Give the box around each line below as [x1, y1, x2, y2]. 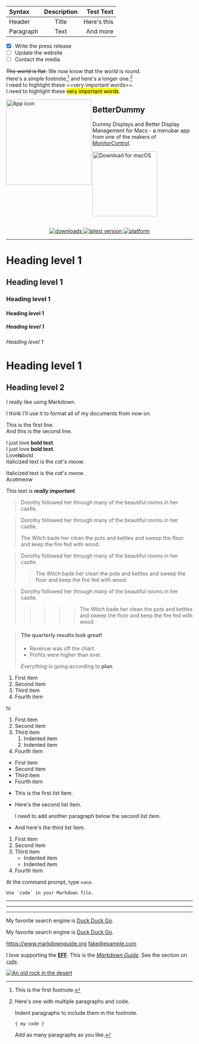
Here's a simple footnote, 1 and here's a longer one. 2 [6, 74, 133, 82]
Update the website [14, 49, 63, 56]
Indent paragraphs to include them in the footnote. [14, 1009, 138, 1016]
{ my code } [14, 1020, 44, 1027]
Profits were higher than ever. [29, 651, 102, 658]
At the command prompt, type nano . [6, 878, 93, 886]
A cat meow [6, 476, 33, 483]
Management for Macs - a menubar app [92, 127, 190, 134]
